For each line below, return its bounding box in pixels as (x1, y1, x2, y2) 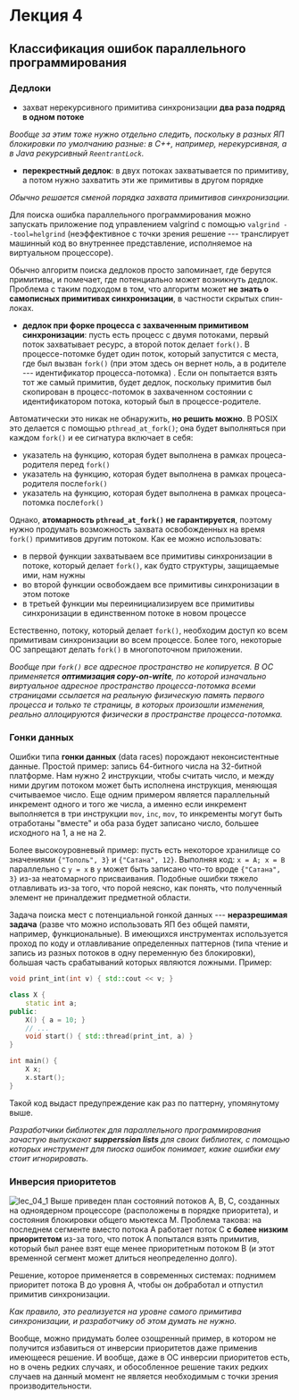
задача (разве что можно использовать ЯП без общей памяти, (9, 919, 250, 930)
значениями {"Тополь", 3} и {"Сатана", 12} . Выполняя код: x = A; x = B (9, 855, 286, 865)
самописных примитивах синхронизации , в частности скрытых (9, 292, 260, 304)
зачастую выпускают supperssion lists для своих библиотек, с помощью (9, 1134, 290, 1144)
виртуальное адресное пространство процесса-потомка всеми (9, 680, 256, 691)
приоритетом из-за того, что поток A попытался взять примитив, (9, 1233, 260, 1244)
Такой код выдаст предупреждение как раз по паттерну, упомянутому (9, 1097, 279, 1109)
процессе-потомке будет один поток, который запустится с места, (21, 348, 279, 358)
